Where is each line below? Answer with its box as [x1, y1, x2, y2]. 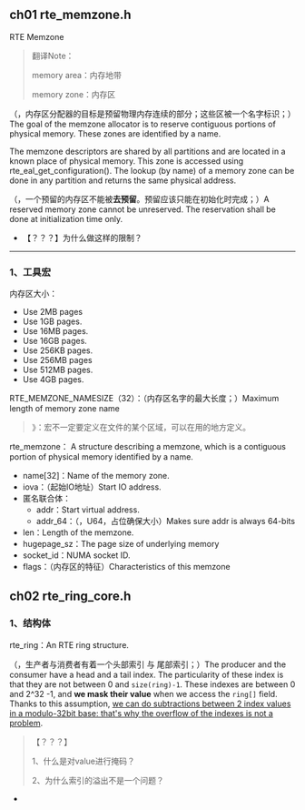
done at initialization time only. [9, 213, 123, 224]
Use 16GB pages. [22, 336, 88, 347]
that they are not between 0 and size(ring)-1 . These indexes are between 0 [9, 678, 296, 690]
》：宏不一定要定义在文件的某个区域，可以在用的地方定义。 [31, 422, 251, 433]
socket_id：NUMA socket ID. [22, 550, 131, 561]
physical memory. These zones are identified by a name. [9, 127, 221, 139]
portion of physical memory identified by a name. [9, 451, 193, 462]
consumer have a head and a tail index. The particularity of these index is [9, 669, 284, 680]
